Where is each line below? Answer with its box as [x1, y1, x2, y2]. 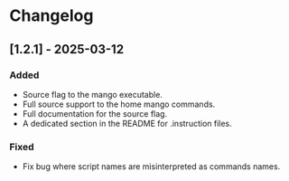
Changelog [9, 5, 94, 26]
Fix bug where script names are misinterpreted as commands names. [22, 161, 281, 172]
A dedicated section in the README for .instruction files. [22, 118, 232, 129]
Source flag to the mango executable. [22, 89, 163, 100]
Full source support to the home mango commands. [22, 99, 216, 110]
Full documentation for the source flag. [22, 108, 168, 119]
